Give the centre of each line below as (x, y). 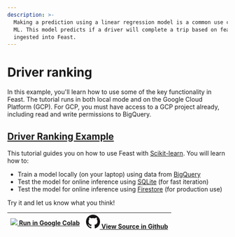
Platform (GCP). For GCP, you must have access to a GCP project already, (114, 107)
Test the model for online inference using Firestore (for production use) (120, 189)
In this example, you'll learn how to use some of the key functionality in (109, 92)
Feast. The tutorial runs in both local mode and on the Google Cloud (105, 100)
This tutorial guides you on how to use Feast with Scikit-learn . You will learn (116, 153)
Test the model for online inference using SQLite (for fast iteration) (113, 182)
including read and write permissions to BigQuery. (79, 114)
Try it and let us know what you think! (61, 203)
